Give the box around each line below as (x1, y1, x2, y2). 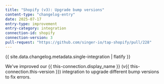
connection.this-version (5, 68, 55, 74)
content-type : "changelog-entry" (5, 12, 75, 17)
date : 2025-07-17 (5, 16, 42, 21)
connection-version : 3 (5, 35, 53, 40)
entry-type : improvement (5, 21, 57, 26)
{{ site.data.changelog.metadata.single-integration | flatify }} (5, 53, 131, 59)
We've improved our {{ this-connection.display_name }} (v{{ (5, 63, 130, 69)
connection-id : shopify (5, 30, 55, 35)
